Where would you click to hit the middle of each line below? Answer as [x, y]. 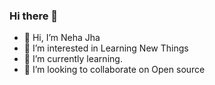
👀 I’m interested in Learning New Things [106, 48]
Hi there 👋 [34, 16]
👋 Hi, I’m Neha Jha [62, 38]
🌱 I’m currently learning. [73, 59]
